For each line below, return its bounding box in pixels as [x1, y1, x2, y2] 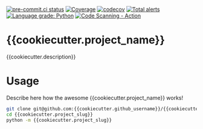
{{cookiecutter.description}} [6, 53, 76, 60]
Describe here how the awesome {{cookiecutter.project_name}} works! [6, 94, 183, 101]
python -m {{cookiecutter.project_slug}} [6, 117, 112, 123]
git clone [6, 105, 31, 112]
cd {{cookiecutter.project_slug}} [6, 112, 94, 118]
